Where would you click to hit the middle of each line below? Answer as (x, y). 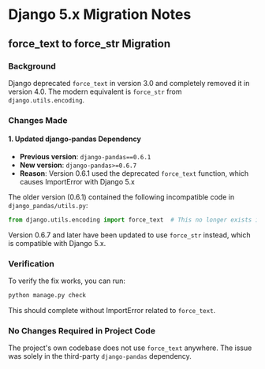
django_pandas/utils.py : (48, 205)
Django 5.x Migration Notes (100, 15)
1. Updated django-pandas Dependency (75, 139)
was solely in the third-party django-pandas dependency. (100, 356)
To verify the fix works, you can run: (67, 281)
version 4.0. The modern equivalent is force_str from (95, 91)
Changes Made (38, 120)
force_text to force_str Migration (90, 44)
